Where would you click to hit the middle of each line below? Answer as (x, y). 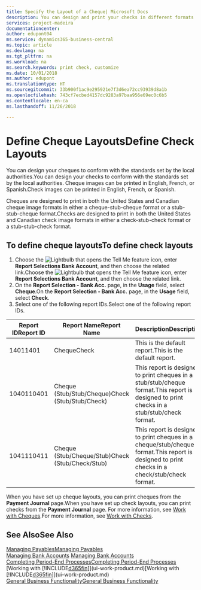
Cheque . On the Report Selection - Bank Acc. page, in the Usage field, (102, 291)
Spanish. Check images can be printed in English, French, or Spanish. (91, 190)
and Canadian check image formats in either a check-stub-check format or (99, 220)
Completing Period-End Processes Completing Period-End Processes (91, 562)
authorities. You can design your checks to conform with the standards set (97, 177)
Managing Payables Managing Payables (55, 549)
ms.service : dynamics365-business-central (60, 39)
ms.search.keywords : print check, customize (63, 67)
